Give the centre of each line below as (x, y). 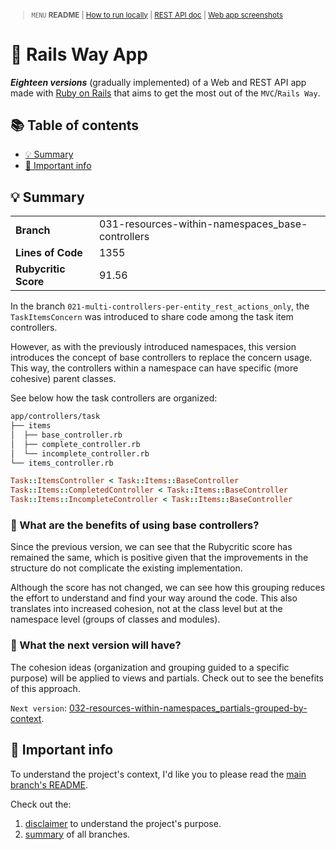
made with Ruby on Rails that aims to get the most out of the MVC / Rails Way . (165, 93)
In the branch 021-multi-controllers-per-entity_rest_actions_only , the (160, 306)
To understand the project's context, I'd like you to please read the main (158, 774)
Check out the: (41, 804)
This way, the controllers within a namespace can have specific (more (154, 368)
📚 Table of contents (75, 125)
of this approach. (45, 688)
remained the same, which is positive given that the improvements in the (159, 558)
